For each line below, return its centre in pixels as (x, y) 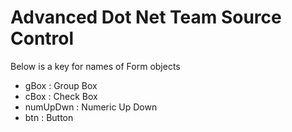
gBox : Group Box (61, 85)
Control (42, 38)
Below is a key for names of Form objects (95, 66)
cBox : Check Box (61, 96)
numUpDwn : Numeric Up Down (91, 107)
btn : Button (49, 117)
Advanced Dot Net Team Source (146, 17)
